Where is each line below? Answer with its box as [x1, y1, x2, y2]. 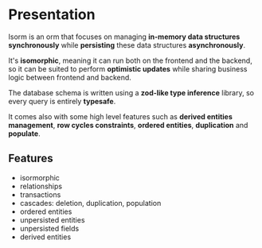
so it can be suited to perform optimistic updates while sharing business [8, 64, 248, 73]
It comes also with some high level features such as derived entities [8, 111, 233, 121]
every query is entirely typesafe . [8, 96, 116, 106]
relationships [19, 181, 62, 191]
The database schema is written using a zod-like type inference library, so [8, 87, 255, 97]
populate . [8, 129, 41, 138]
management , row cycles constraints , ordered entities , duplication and [8, 120, 248, 130]
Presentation [8, 6, 96, 24]
